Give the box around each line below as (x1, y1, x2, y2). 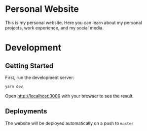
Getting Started (5, 61, 54, 70)
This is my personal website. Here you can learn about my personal (5, 20, 142, 26)
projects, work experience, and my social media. (5, 25, 104, 30)
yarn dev (5, 84, 23, 89)
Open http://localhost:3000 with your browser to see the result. (5, 93, 134, 99)
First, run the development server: (5, 75, 74, 80)
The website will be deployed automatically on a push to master (5, 120, 134, 126)
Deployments (5, 107, 47, 116)
